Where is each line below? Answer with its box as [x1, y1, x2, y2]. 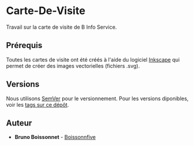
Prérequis [6, 40, 43, 50]
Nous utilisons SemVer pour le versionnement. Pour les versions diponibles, [6, 95, 189, 102]
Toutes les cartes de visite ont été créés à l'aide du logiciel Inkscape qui [6, 56, 180, 63]
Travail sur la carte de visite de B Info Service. [6, 23, 117, 30]
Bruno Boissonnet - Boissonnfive [14, 134, 96, 141]
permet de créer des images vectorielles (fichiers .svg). [6, 62, 140, 69]
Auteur [6, 118, 32, 128]
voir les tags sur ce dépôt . [6, 101, 69, 108]
